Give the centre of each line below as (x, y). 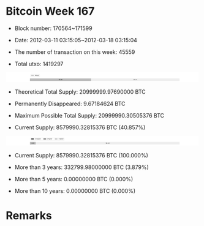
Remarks (29, 216)
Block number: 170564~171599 (53, 28)
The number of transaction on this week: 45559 (75, 52)
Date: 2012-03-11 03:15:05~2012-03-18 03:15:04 (76, 40)
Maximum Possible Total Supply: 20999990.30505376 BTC (89, 116)
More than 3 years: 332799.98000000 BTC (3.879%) (82, 167)
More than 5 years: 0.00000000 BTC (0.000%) (74, 179)
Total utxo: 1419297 (39, 64)
